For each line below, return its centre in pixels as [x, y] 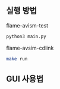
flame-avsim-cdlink [30, 48]
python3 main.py [26, 36]
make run [17, 59]
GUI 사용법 [25, 79]
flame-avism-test [27, 25]
